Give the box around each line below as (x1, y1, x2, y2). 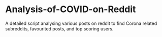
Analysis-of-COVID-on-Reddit (5, 4, 136, 15)
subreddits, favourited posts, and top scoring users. (5, 25, 114, 31)
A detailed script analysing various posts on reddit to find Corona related (5, 20, 157, 26)
